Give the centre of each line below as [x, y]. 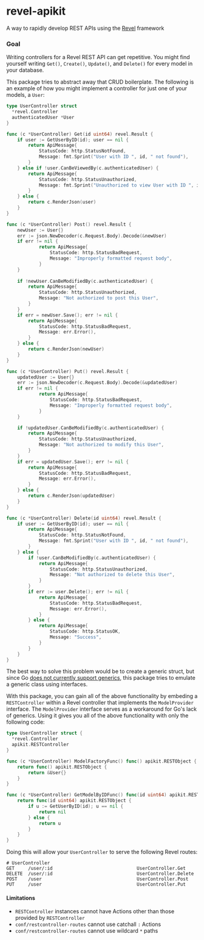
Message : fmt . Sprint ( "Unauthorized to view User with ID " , [116, 185]
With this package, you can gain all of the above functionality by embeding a [102, 696]
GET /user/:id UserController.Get [96, 869]
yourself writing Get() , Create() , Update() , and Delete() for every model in [100, 64]
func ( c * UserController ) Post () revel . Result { [69, 224]
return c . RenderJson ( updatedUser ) [72, 496]
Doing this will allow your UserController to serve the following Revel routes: [102, 852]
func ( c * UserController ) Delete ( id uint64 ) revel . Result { [84, 518]
